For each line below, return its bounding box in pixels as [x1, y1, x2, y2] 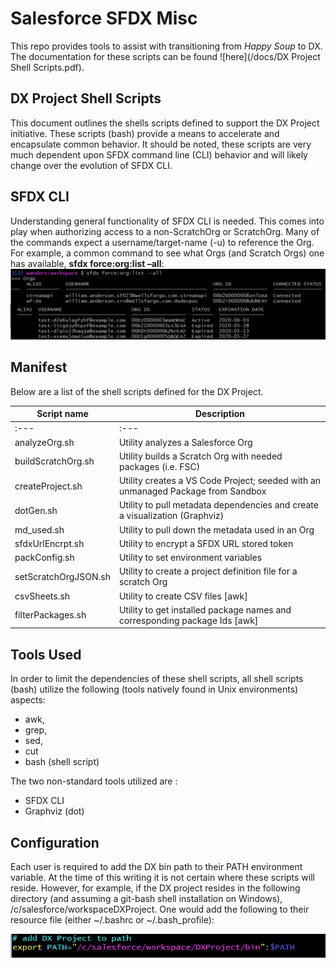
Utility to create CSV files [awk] [118, 590, 248, 602]
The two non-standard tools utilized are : [10, 775, 178, 787]
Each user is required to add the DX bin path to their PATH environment [10, 860, 303, 872]
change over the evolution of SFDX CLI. [10, 159, 173, 171]
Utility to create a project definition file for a [118, 565, 298, 577]
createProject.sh [14, 480, 83, 492]
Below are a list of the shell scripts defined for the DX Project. [10, 385, 264, 397]
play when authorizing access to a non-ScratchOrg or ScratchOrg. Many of [10, 225, 320, 237]
